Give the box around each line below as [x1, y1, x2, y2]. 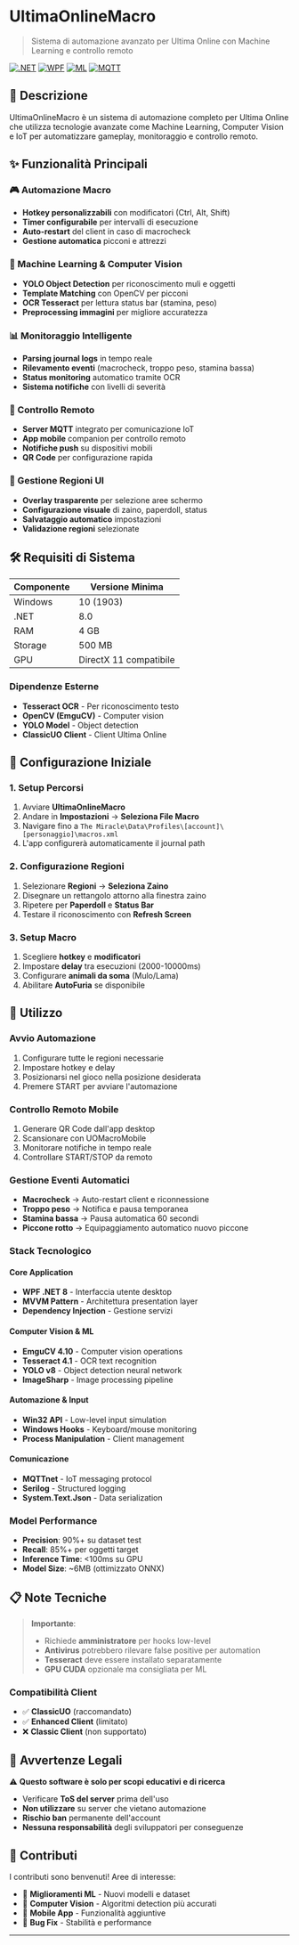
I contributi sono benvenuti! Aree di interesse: [9, 1872, 176, 1883]
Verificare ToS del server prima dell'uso [21, 1794, 169, 1804]
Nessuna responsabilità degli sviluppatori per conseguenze [21, 1822, 244, 1833]
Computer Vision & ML [9, 1326, 94, 1337]
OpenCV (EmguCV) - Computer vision [21, 710, 165, 720]
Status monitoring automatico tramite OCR [21, 372, 181, 383]
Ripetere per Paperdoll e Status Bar [21, 899, 154, 910]
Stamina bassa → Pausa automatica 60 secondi [21, 1213, 199, 1224]
